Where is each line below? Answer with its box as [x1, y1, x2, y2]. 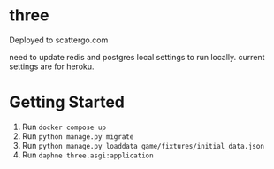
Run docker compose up [21, 121, 106, 132]
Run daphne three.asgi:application [21, 150, 154, 160]
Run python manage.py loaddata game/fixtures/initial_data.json [21, 140, 265, 150]
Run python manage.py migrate [21, 130, 134, 142]
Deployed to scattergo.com [9, 35, 109, 45]
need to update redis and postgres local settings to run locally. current [9, 51, 265, 62]
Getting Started [9, 92, 126, 112]
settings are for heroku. [9, 61, 95, 72]
